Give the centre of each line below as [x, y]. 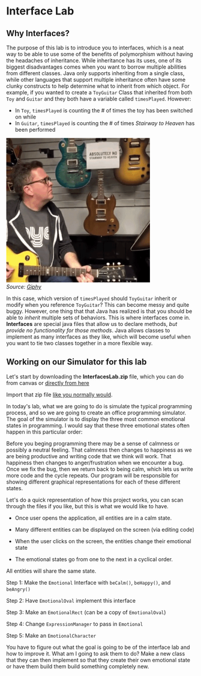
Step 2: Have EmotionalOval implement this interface [71, 600]
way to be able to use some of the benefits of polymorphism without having [100, 54]
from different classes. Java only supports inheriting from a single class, [95, 73]
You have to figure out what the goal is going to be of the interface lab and [98, 647]
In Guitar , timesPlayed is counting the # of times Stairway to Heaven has [105, 123]
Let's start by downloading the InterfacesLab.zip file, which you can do [95, 376]
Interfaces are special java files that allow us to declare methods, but [92, 324]
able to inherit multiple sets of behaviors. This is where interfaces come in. [98, 318]
